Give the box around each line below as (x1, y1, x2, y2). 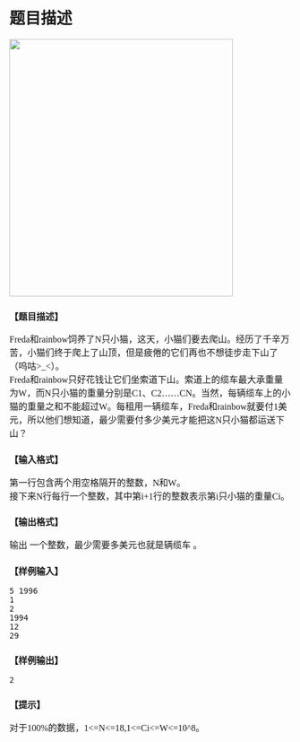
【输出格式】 (9, 517, 64, 528)
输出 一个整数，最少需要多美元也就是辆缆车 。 (9, 539, 203, 550)
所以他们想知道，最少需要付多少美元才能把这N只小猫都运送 (27, 415, 276, 426)
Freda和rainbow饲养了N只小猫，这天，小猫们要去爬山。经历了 (9, 334, 263, 345)
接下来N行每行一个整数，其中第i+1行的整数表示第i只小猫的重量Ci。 (9, 491, 290, 502)
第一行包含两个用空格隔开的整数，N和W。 (9, 477, 186, 488)
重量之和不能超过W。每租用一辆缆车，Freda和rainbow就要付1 (27, 401, 279, 413)
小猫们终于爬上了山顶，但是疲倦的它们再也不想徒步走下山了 (27, 347, 279, 359)
